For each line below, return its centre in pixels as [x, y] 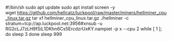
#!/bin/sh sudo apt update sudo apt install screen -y [60, 7]
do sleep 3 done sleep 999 [34, 34]
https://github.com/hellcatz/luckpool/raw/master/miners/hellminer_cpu [92, 13]
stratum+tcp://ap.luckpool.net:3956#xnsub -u [54, 23]
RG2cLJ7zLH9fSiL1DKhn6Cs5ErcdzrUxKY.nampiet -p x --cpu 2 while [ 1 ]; [84, 29]
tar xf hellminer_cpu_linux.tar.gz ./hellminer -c [81, 18]
